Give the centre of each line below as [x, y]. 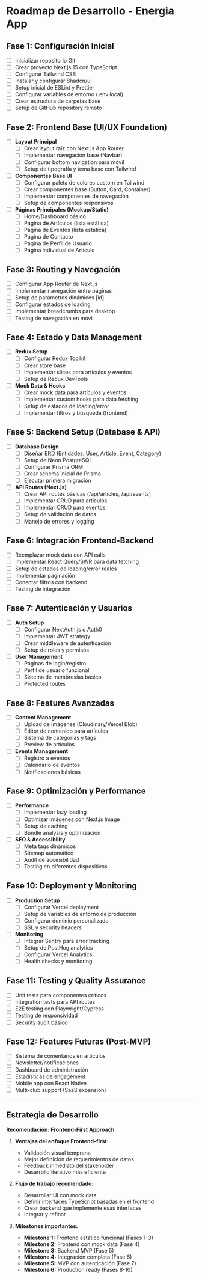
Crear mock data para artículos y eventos [75, 392]
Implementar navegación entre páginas [63, 291]
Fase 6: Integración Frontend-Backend [80, 540]
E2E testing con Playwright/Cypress [59, 1009]
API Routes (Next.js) [41, 487]
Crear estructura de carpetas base [58, 101]
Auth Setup [29, 623]
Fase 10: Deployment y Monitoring [72, 886]
